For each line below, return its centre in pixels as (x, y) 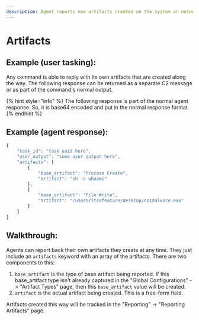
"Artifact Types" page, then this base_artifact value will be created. (103, 286)
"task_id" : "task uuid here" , (54, 151)
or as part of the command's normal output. (60, 89)
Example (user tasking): (51, 63)
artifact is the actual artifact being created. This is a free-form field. (99, 293)
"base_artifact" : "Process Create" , (83, 173)
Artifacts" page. (25, 311)
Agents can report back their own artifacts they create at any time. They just (99, 250)
